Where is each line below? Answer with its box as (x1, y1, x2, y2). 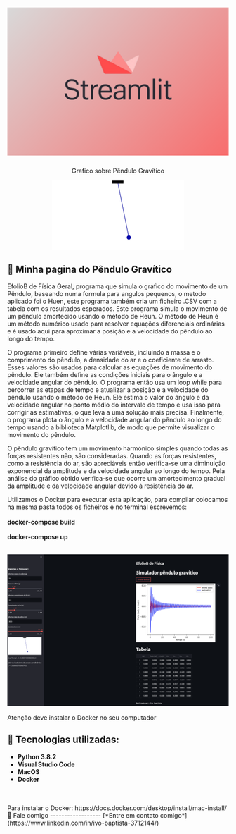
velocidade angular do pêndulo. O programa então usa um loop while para (7, 378, 223, 387)
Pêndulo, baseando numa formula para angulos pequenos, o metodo (7, 290, 206, 298)
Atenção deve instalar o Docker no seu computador (7, 713, 157, 722)
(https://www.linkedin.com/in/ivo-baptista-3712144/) (7, 818, 159, 827)
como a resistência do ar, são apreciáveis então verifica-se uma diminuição (7, 459, 226, 468)
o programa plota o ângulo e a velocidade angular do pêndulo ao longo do (7, 416, 222, 424)
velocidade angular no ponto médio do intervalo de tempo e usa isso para (7, 400, 221, 409)
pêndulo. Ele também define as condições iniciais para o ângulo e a (7, 371, 203, 379)
